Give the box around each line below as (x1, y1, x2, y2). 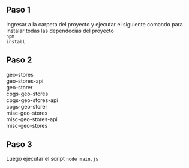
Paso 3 (6, 139, 32, 149)
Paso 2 (6, 55, 32, 65)
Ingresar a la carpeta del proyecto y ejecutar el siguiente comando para (6, 20, 183, 28)
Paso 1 (6, 5, 31, 15)
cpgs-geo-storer (6, 103, 48, 110)
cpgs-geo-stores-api (6, 96, 58, 104)
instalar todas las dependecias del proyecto (6, 27, 114, 34)
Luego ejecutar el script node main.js (6, 155, 99, 163)
